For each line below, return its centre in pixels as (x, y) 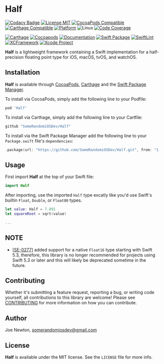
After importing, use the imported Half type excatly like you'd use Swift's (79, 195)
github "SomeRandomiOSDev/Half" (38, 126)
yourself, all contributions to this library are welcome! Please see (70, 297)
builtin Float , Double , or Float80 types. (44, 200)
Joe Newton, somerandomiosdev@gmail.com (51, 330)
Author (16, 318)
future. (19, 265)
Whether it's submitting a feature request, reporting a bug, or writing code (80, 293)
